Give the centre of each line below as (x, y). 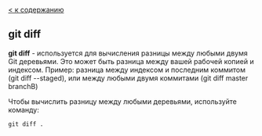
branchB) (23, 86)
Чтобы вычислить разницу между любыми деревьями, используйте (122, 101)
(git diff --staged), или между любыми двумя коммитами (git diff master (128, 78)
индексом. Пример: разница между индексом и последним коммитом (127, 70)
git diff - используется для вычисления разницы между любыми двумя (128, 53)
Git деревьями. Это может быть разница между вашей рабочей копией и (131, 61)
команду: (24, 109)
